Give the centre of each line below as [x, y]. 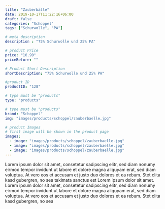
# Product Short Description [35, 69]
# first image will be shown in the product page [57, 132]
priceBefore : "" [22, 60]
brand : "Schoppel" [24, 114]
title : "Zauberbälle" [27, 10]
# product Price [22, 50]
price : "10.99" [21, 55]
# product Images [23, 127]
